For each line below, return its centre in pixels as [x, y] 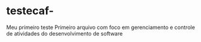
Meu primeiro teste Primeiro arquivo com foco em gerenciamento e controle [101, 27]
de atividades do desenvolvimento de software [65, 33]
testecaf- [30, 11]
